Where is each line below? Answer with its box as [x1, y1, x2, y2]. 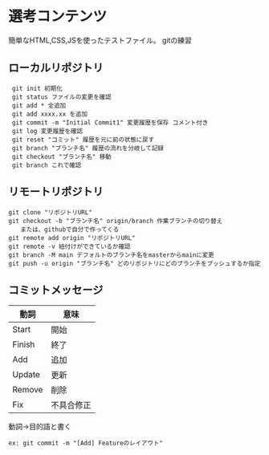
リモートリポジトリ [8, 185, 104, 199]
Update [12, 369, 40, 380]
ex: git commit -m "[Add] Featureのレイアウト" [8, 439, 163, 448]
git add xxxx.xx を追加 [11, 110, 88, 118]
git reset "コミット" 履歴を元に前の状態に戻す [11, 136, 155, 144]
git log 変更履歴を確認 [11, 127, 83, 135]
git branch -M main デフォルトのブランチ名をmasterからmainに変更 [8, 250, 214, 259]
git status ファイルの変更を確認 [11, 93, 112, 101]
